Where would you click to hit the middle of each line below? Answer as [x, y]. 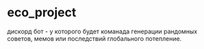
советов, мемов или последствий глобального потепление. [94, 38]
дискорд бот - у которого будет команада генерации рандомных [102, 31]
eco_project [42, 13]
